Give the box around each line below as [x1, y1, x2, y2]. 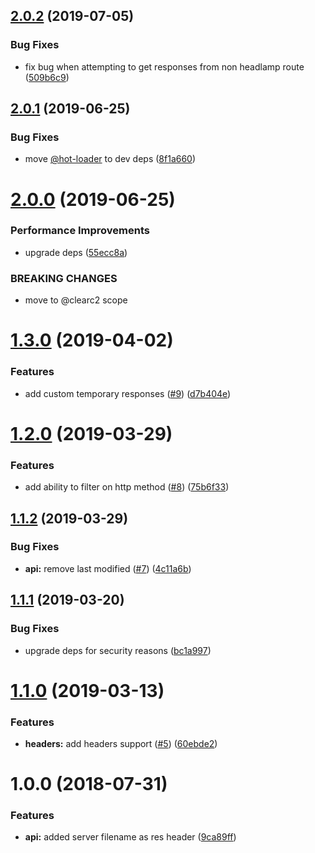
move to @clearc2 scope [24, 294, 128, 306]
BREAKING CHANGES [10, 271, 118, 285]
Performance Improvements [10, 224, 151, 238]
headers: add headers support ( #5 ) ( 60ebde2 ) [24, 737, 218, 749]
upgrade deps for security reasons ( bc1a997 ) [24, 644, 212, 656]
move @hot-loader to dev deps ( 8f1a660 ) [24, 153, 197, 165]
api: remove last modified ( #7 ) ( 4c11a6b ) [24, 562, 192, 574]
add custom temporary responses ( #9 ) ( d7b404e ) [24, 387, 232, 399]
